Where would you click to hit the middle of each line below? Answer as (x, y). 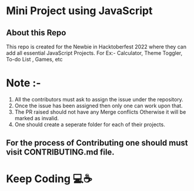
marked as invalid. (37, 118)
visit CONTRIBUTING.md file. (60, 152)
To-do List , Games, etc (34, 59)
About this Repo (36, 33)
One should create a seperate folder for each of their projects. (90, 124)
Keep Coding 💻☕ (49, 179)
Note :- (24, 83)
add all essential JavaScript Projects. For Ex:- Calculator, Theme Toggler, (94, 53)
